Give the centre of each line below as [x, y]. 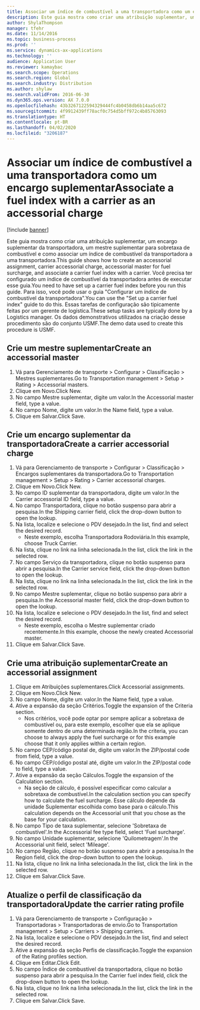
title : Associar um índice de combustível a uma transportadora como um [99, 12]
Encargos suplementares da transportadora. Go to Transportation [94, 474]
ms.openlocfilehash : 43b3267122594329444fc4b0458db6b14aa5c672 [87, 106]
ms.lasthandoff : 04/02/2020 [42, 128]
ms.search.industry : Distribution [50, 84]
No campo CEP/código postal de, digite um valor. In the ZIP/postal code [102, 750]
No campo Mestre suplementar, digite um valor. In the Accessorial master [104, 397]
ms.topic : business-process [42, 39]
